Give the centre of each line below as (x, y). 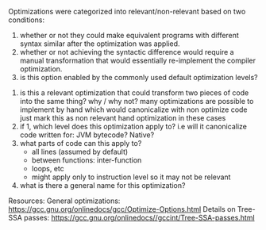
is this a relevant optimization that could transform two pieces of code (134, 93)
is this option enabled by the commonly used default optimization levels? (139, 77)
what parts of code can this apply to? (81, 143)
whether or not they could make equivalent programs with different (129, 35)
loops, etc (48, 169)
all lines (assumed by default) (80, 151)
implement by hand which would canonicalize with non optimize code (133, 109)
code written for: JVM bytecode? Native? (87, 135)
